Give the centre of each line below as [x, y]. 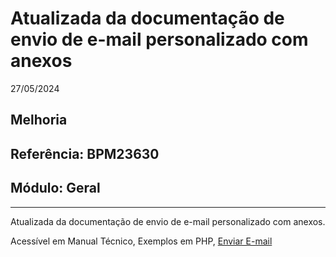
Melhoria [39, 120]
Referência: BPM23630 [85, 153]
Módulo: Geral [55, 188]
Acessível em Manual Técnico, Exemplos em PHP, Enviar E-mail [141, 241]
